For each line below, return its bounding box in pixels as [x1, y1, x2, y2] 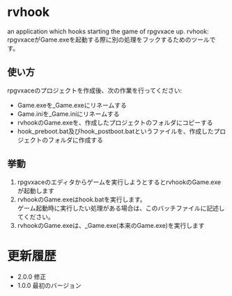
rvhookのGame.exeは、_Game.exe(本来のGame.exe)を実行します [17, 221, 205, 229]
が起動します [17, 186, 54, 195]
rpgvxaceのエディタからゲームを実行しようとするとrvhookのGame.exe [17, 178, 222, 186]
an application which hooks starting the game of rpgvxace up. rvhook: [7, 27, 209, 35]
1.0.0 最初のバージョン [17, 281, 82, 289]
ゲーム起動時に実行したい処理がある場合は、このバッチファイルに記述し [17, 204, 225, 212]
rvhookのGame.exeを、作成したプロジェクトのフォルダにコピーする [17, 118, 214, 126]
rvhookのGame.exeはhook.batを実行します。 [17, 195, 146, 204]
